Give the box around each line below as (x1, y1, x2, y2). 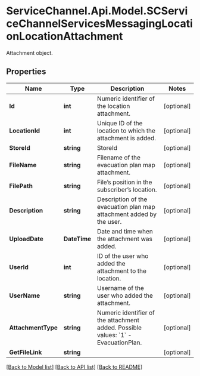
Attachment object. (6, 49, 54, 56)
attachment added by (97, 210, 157, 218)
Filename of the (97, 153, 141, 162)
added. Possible (97, 323, 142, 332)
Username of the (97, 283, 144, 292)
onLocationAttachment (6, 30, 123, 43)
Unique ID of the (97, 119, 143, 127)
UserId (9, 263, 29, 271)
